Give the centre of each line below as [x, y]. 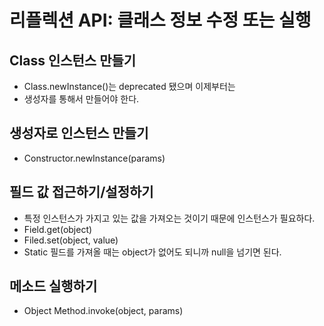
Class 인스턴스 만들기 [73, 60]
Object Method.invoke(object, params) [103, 311]
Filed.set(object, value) [71, 240]
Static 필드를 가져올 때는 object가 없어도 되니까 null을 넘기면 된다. [152, 252]
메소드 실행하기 [53, 286]
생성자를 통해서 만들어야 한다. [81, 99]
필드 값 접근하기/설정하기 [81, 192]
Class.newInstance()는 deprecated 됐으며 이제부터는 [129, 86]
